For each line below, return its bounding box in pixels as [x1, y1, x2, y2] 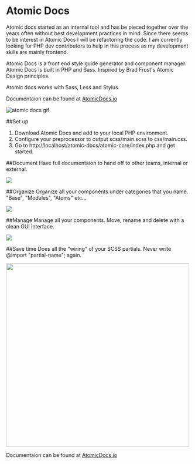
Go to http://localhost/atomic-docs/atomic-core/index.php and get [14, 142, 176, 149]
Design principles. [6, 72, 50, 79]
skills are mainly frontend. [6, 48, 69, 55]
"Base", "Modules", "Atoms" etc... [6, 194, 87, 201]
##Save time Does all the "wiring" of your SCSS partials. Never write [6, 245, 172, 252]
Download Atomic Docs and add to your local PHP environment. [14, 129, 169, 136]
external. [6, 166, 28, 173]
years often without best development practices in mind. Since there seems [6, 29, 189, 36]
